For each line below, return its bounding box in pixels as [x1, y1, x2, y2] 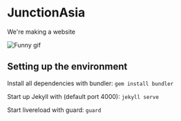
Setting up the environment [7, 60, 128, 73]
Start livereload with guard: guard [7, 105, 102, 114]
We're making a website [7, 27, 76, 36]
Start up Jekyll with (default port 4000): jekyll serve [7, 92, 159, 100]
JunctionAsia [7, 5, 86, 21]
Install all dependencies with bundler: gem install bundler [7, 79, 174, 87]
